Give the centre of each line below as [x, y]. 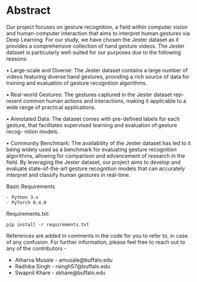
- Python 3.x [22, 197]
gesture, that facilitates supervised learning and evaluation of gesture [92, 125]
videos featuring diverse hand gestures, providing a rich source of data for [98, 76]
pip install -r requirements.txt [48, 225]
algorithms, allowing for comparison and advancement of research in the [96, 155]
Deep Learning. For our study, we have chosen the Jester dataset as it [93, 39]
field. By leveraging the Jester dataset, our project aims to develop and [93, 162]
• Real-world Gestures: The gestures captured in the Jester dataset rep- [95, 94]
